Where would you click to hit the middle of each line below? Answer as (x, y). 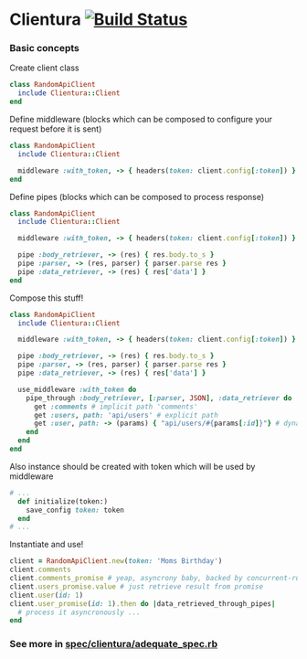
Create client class (44, 68)
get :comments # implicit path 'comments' (116, 407)
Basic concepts (44, 48)
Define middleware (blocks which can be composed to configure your (141, 120)
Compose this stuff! (47, 298)
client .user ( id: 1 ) (47, 595)
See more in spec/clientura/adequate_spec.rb (113, 644)
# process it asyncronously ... (79, 612)
